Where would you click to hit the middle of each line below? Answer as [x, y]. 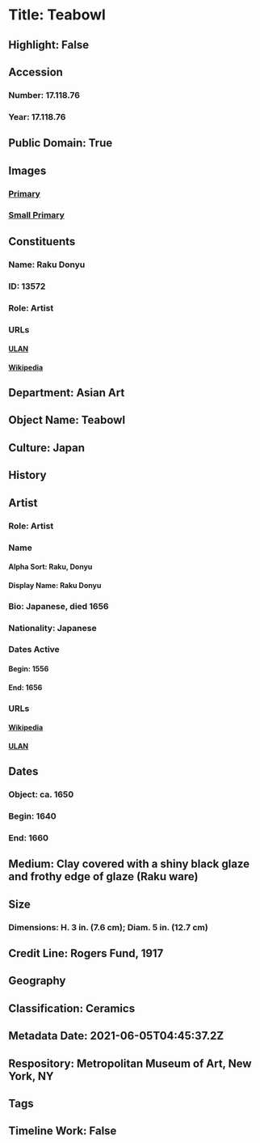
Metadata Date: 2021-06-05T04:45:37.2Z [116, 1036]
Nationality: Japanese [52, 628]
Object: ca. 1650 [41, 794]
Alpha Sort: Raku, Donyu [50, 567]
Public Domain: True [61, 143]
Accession [36, 72]
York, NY [31, 1076]
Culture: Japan [47, 448]
